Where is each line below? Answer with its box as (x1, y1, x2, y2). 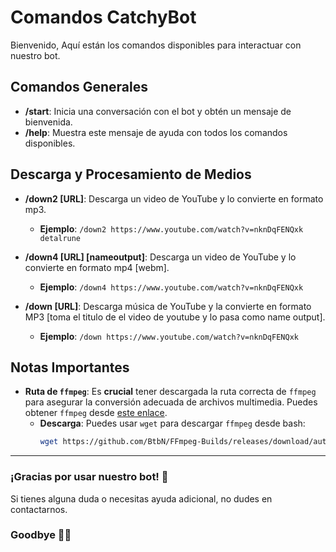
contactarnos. (10, 503, 68, 515)
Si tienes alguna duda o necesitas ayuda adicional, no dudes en (10, 492, 273, 505)
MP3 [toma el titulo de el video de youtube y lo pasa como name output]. (24, 311, 326, 323)
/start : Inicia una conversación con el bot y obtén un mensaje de (24, 105, 292, 117)
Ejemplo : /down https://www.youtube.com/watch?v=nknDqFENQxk (39, 330, 299, 342)
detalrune (39, 233, 82, 243)
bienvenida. (24, 116, 73, 128)
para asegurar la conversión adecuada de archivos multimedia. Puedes (24, 396, 318, 408)
